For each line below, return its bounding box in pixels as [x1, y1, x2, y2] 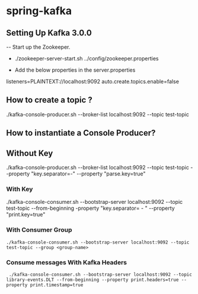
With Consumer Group [6, 226, 72, 234]
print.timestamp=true [30, 282, 84, 288]
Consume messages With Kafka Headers [6, 258, 127, 266]
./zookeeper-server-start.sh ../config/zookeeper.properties [14, 55, 159, 62]
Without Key [6, 148, 53, 158]
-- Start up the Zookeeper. [6, 43, 71, 50]
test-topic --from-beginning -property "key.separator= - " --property [6, 204, 175, 212]
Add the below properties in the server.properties [14, 66, 136, 73]
